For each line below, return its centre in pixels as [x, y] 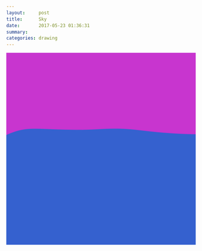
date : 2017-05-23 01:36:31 [48, 25]
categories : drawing [32, 38]
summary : [17, 32]
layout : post [28, 13]
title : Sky [26, 19]
